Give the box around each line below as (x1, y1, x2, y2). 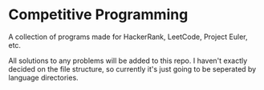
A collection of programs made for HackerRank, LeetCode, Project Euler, (8, 32, 248, 41)
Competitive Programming (8, 6, 189, 24)
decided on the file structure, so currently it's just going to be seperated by (8, 64, 257, 73)
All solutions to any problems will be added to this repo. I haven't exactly (8, 56, 248, 65)
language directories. (8, 72, 79, 82)
